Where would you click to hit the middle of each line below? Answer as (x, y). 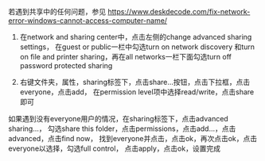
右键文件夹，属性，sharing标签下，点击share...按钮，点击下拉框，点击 (135, 82)
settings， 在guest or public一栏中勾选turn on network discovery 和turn (137, 47)
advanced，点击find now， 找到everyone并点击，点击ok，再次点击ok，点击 (133, 138)
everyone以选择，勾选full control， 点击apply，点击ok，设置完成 (115, 148)
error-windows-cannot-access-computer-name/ (88, 21)
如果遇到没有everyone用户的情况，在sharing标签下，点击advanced (118, 119)
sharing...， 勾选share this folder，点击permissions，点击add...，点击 (122, 128)
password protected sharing (66, 65)
